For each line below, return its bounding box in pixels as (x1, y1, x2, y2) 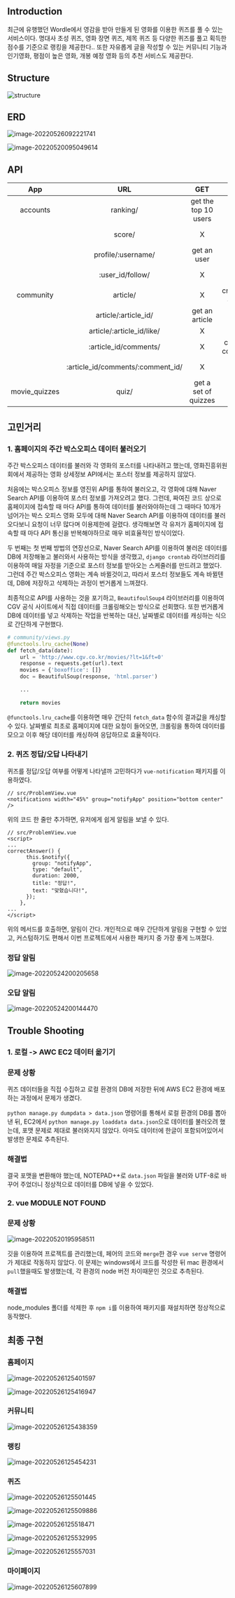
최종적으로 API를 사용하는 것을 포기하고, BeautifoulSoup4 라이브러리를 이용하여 (7, 593, 225, 602)
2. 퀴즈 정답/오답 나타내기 (7, 750, 88, 759)
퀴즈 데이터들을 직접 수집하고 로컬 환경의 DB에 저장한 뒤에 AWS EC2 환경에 (7, 1085, 213, 1093)
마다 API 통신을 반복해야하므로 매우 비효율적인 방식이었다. (27, 528, 185, 537)
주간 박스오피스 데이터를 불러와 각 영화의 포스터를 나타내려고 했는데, (7, 461, 192, 470)
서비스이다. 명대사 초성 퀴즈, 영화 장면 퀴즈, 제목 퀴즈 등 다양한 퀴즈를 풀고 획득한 (7, 34, 227, 42)
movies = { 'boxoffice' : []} (20, 667, 101, 674)
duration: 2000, (32, 872, 80, 879)
